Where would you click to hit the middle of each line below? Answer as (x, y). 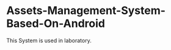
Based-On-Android (56, 23)
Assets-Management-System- (86, 11)
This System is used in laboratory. (49, 40)
